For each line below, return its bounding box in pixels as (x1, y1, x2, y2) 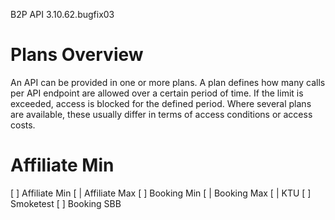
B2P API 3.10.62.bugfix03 (10, 9, 115, 20)
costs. (10, 119, 36, 131)
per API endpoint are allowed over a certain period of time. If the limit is (10, 87, 304, 99)
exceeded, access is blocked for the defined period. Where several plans (10, 97, 312, 109)
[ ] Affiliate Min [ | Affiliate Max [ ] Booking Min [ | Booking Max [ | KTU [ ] (10, 187, 312, 199)
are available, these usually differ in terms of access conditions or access (10, 108, 313, 120)
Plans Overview (10, 44, 144, 66)
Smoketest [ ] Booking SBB (10, 197, 122, 209)
